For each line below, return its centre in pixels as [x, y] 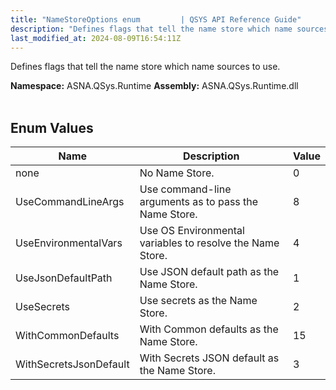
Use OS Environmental [192, 231]
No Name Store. [177, 173]
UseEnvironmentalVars [69, 243]
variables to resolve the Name [209, 243]
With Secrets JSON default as [209, 358]
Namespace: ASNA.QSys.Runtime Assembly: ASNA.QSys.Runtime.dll [154, 86]
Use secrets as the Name [198, 301]
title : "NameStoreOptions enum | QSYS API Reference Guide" [156, 19]
